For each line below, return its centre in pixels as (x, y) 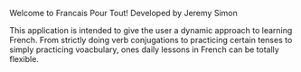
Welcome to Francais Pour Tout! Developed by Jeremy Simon (123, 13)
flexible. (24, 59)
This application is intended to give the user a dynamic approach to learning (151, 30)
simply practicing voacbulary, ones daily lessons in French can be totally (145, 49)
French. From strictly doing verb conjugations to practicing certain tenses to (151, 40)
